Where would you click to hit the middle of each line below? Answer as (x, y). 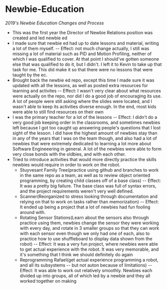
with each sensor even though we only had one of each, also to (85, 233)
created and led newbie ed (40, 38)
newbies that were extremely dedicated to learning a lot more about (82, 143)
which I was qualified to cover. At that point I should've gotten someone (85, 59)
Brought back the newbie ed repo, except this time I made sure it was (83, 80)
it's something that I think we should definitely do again (76, 254)
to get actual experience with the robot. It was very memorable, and (89, 249)
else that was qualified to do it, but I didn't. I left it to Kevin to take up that (87, 64)
